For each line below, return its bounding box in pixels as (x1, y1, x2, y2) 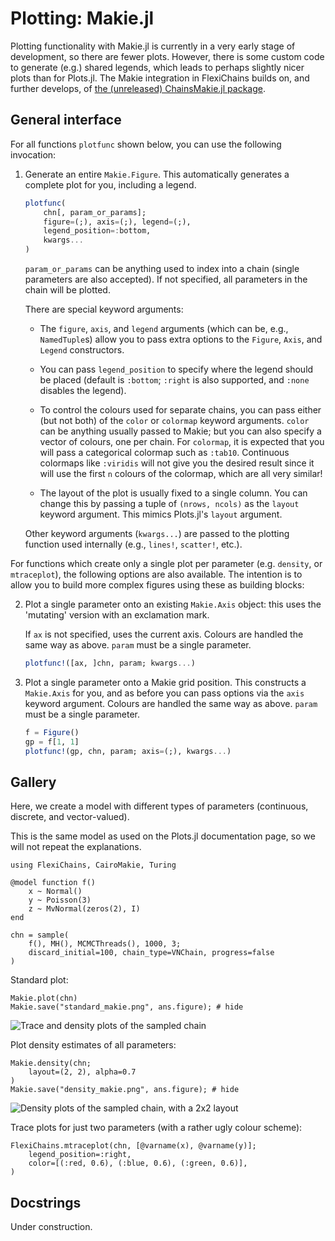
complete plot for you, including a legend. (24, 178, 197, 191)
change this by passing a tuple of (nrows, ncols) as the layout (39, 498, 300, 509)
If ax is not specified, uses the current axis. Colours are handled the (24, 628, 304, 640)
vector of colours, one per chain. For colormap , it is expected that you (39, 436, 325, 447)
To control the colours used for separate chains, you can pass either (39, 404, 322, 416)
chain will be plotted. (24, 284, 111, 296)
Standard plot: (10, 974, 69, 986)
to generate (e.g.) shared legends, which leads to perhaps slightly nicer (10, 61, 305, 73)
